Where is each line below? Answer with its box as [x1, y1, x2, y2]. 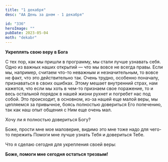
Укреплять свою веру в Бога [5, 49, 68, 55]
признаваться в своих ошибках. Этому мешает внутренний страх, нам [5, 80, 158, 86]
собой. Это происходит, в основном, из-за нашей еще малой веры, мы [5, 96, 158, 102]
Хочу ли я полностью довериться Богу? [5, 117, 91, 122]
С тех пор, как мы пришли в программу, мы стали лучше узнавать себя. [5, 59, 161, 64]
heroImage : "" [5, 26, 35, 31]
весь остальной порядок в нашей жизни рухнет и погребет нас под [5, 91, 151, 97]
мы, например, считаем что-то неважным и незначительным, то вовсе [5, 69, 158, 75]
